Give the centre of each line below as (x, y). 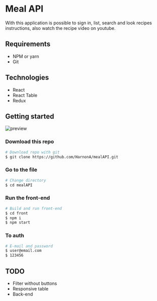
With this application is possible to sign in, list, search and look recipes (79, 23)
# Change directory (26, 180)
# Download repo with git (32, 152)
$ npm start (18, 223)
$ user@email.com (23, 251)
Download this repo (30, 142)
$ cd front (17, 213)
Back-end (23, 294)
